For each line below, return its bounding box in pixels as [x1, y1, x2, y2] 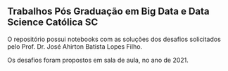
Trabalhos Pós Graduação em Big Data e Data [7, 6, 210, 17]
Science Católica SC [7, 17, 99, 29]
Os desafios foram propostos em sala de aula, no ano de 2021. [7, 56, 189, 64]
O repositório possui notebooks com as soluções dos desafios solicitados [7, 35, 222, 43]
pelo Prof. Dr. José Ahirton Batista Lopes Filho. [7, 42, 143, 51]
